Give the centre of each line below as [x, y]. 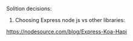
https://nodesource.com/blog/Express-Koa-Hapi [66, 31]
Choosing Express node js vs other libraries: [70, 20]
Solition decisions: [29, 9]
